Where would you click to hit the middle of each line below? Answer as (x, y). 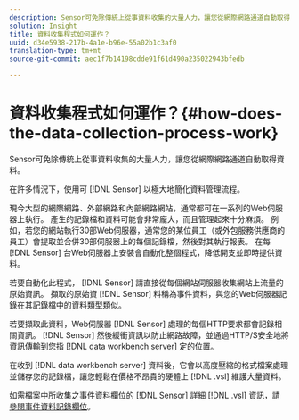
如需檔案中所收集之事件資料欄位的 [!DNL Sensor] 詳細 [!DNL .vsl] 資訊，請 (145, 395)
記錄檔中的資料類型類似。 (79, 305)
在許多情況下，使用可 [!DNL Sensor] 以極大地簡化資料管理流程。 (127, 189)
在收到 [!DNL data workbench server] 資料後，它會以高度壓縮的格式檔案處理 (149, 365)
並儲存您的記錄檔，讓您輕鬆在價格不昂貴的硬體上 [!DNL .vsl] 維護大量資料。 (148, 376)
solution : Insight (43, 26)
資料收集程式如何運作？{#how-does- (146, 114)
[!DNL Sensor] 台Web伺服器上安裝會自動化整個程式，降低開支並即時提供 (142, 252)
